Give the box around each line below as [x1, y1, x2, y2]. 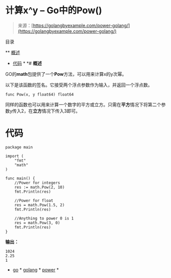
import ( [5, 153, 24, 159]
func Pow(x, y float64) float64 [5, 92, 74, 97]
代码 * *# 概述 [12, 60, 42, 66]
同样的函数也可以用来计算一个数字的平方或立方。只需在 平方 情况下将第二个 [5, 101, 161, 107]
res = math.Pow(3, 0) [14, 220, 60, 225]
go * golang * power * [12, 266, 59, 272]
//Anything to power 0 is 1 [14, 215, 74, 221]
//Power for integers [14, 180, 60, 186]
